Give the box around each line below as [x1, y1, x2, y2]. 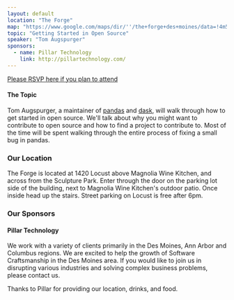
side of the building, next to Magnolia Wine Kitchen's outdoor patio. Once [7, 184, 218, 193]
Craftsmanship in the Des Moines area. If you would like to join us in [7, 256, 202, 265]
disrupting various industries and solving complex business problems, [7, 264, 208, 272]
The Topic [7, 91, 37, 99]
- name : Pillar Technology [13, 50, 92, 57]
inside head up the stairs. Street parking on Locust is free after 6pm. [7, 191, 203, 200]
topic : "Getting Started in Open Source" [7, 29, 130, 37]
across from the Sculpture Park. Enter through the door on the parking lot [7, 177, 218, 185]
